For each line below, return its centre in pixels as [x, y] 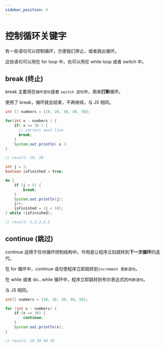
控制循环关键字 [36, 36]
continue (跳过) [29, 239]
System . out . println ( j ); [39, 199]
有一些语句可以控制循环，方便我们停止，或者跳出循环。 [62, 51]
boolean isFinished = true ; [34, 171]
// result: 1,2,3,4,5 [28, 222]
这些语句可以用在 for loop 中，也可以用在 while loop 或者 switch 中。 [76, 61]
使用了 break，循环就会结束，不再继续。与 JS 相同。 [59, 102]
